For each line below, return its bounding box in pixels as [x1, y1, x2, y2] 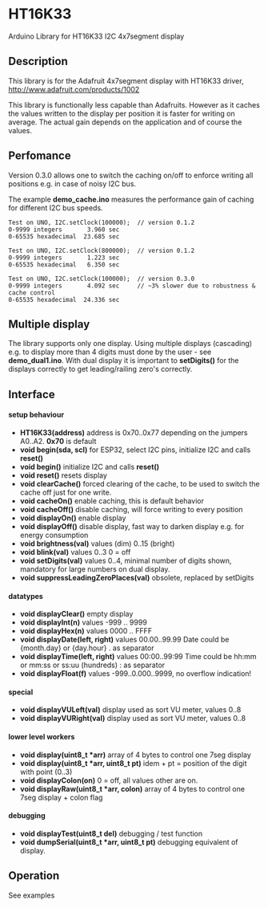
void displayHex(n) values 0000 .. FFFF [19, 626, 153, 636]
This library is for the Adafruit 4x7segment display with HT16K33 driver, [8, 75, 244, 85]
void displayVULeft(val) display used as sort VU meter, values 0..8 [19, 705, 242, 715]
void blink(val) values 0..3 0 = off [19, 547, 131, 556]
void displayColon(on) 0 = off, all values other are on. [19, 776, 198, 785]
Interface [8, 387, 55, 401]
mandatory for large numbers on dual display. [19, 564, 170, 574]
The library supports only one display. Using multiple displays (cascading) [8, 339, 253, 348]
